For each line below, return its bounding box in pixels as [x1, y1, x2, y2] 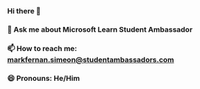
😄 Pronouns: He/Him [7, 73, 80, 83]
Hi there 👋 [7, 6, 42, 16]
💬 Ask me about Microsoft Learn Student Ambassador [7, 24, 193, 34]
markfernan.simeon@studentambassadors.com [7, 55, 175, 64]
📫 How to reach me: [7, 43, 78, 53]
